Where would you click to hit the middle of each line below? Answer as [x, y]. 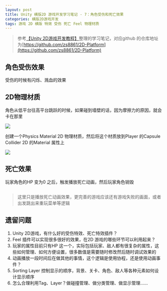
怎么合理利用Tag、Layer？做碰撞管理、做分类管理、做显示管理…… [80, 283]
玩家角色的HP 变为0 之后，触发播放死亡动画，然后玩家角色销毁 [70, 182]
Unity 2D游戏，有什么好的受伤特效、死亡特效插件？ [65, 233]
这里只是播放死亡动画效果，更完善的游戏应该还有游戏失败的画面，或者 [89, 196]
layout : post [19, 10]
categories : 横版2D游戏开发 [32, 19]
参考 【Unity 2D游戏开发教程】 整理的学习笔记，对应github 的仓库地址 [88, 38]
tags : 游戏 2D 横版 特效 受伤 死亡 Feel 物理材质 [52, 24]
